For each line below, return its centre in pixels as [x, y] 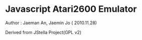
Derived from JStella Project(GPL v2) [43, 32]
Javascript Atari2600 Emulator [71, 9]
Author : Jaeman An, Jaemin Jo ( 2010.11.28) [51, 23]
